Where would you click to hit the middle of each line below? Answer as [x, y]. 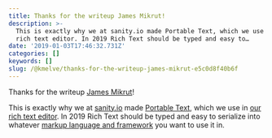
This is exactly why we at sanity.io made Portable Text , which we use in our [135, 107]
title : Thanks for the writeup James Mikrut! [87, 16]
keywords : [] [31, 62]
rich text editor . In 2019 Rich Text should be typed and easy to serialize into [134, 116]
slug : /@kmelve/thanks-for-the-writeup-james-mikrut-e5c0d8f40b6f [123, 69]
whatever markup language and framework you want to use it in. [117, 125]
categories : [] [34, 54]
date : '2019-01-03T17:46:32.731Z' [67, 46]
